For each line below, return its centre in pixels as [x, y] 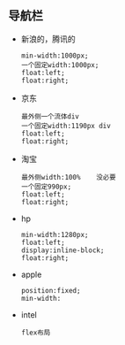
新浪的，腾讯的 [48, 39]
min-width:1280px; [55, 234]
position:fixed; [51, 290]
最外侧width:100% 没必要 [68, 177]
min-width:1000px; [55, 56]
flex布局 [36, 333]
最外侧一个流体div [50, 116]
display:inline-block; [62, 250]
